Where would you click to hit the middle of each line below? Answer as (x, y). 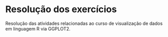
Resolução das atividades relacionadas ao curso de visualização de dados (84, 23)
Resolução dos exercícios (61, 9)
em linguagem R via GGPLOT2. (38, 28)
